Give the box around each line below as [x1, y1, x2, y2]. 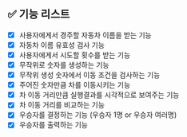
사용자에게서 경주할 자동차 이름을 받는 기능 [18, 30, 153, 40]
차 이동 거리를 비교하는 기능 [18, 100, 105, 110]
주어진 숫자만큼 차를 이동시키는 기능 [18, 80, 131, 90]
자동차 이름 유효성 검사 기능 [18, 40, 105, 49]
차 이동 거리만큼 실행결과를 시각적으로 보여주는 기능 [18, 90, 180, 100]
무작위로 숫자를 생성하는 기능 [18, 61, 109, 69]
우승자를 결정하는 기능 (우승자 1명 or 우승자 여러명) [18, 110, 177, 119]
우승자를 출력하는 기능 [18, 120, 89, 130]
